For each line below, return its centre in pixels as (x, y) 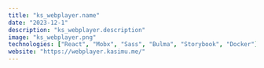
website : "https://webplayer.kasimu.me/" (77, 52)
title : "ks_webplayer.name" (54, 15)
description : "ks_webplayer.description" (77, 30)
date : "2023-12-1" (38, 23)
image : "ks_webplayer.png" (52, 37)
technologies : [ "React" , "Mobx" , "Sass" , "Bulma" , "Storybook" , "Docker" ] (133, 45)
